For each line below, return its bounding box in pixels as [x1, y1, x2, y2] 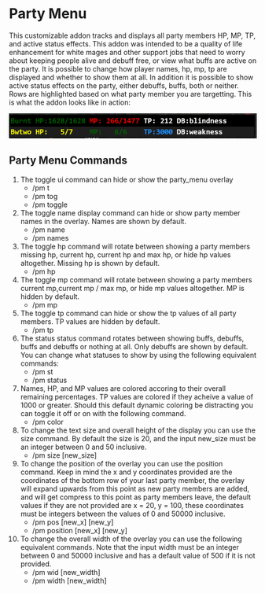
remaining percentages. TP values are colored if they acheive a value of [20, 392, 254, 401]
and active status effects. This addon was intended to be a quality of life [9, 39, 243, 48]
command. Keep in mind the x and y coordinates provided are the [20, 467, 233, 477]
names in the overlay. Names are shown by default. [20, 216, 187, 226]
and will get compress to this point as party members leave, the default [20, 492, 251, 502]
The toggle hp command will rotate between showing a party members [20, 241, 251, 251]
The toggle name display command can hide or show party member [20, 208, 241, 217]
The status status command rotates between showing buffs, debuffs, [20, 333, 245, 343]
